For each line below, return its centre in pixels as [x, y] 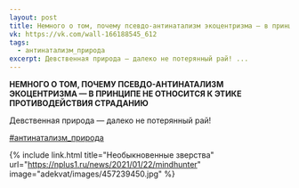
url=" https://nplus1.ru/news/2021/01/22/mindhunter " [105, 164]
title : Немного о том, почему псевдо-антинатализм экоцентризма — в [139, 26]
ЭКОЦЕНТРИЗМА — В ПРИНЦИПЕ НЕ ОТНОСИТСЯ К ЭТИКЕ [125, 94]
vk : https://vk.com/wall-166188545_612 [83, 34]
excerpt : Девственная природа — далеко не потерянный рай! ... [129, 59]
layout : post [33, 17]
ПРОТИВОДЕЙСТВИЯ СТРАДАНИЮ [79, 103]
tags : [19, 42]
